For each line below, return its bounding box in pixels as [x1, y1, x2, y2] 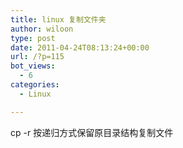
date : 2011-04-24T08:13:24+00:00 [10, 42, 150, 53]
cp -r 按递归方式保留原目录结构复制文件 [10, 126, 174, 138]
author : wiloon [10, 24, 74, 34]
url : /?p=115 [10, 52, 65, 62]
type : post [10, 33, 56, 43]
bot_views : [10, 61, 56, 71]
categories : [10, 80, 60, 90]
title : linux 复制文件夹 [10, 14, 107, 25]
